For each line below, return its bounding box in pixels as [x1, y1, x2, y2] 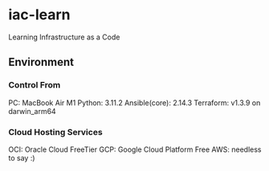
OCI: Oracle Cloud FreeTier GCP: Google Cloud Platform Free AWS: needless [8, 145, 262, 154]
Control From [8, 79, 61, 91]
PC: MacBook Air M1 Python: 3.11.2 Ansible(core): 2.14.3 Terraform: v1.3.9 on [8, 98, 261, 108]
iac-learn [8, 6, 71, 24]
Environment [8, 55, 75, 69]
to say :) [8, 153, 35, 162]
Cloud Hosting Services [8, 126, 103, 137]
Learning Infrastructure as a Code [8, 32, 120, 42]
